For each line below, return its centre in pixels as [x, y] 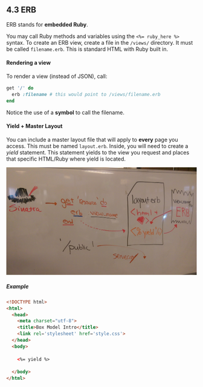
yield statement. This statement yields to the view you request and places [98, 152]
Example [18, 287]
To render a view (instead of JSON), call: [57, 76]
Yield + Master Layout [34, 126]
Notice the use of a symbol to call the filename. [66, 112]
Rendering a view [29, 63]
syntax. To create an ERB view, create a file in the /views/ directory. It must [100, 42]
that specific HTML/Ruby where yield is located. [66, 159]
